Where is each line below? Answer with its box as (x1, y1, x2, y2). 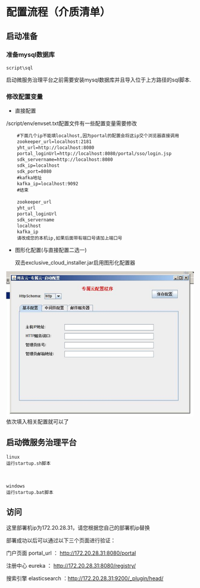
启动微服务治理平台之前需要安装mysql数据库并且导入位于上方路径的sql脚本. (6, 76, 192, 83)
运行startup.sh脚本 (6, 461, 51, 466)
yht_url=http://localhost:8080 (17, 145, 95, 151)
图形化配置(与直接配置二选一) (14, 247, 87, 254)
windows (6, 483, 26, 489)
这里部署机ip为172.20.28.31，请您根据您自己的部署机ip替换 (6, 524, 151, 531)
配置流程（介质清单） (6, 5, 111, 19)
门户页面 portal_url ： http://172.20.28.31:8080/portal (6, 549, 136, 556)
